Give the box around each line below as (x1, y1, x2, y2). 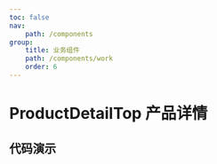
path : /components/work (25, 54, 114, 63)
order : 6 (25, 63, 58, 72)
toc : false (9, 12, 50, 22)
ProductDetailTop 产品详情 (9, 104, 208, 124)
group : (9, 37, 34, 47)
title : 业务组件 (25, 46, 80, 55)
